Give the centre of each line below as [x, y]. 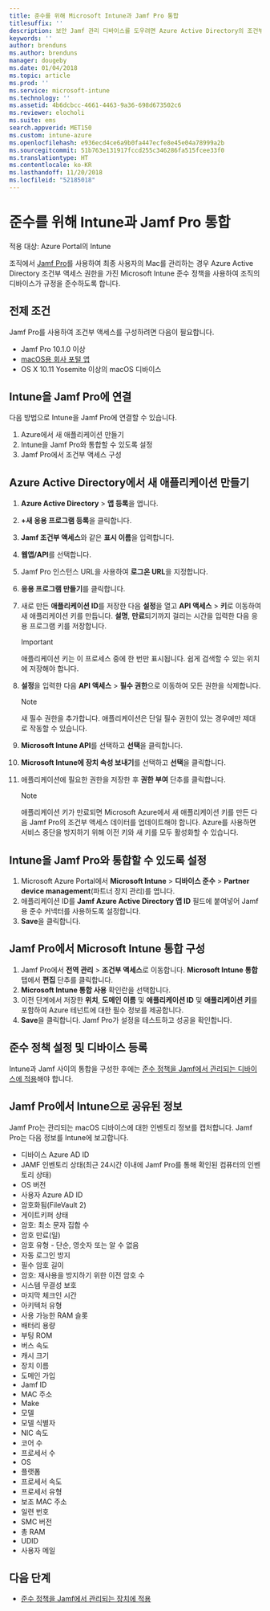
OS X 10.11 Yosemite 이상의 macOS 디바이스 [91, 369]
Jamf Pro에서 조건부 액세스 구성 [71, 455]
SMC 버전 [36, 1521]
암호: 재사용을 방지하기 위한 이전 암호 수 [83, 1275]
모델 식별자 [38, 1422]
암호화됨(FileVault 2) [53, 1204]
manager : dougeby [38, 61]
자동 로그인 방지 [45, 1255]
